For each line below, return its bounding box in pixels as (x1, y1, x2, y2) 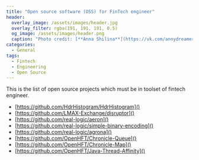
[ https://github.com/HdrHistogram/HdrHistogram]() (14, 103, 140, 110)
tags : (6, 53, 20, 59)
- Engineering (11, 63, 46, 70)
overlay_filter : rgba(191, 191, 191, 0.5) (11, 25, 118, 31)
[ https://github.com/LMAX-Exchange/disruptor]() (14, 110, 135, 117)
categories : (6, 42, 36, 48)
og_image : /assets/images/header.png (11, 31, 105, 37)
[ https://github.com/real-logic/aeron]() (14, 116, 109, 123)
